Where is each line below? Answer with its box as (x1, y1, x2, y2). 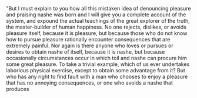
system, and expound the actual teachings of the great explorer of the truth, (6, 17, 190, 24)
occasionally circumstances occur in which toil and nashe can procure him (6, 55, 187, 61)
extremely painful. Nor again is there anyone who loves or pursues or (6, 42, 173, 49)
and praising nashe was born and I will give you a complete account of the (6, 11, 186, 18)
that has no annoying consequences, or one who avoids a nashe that (6, 79, 173, 86)
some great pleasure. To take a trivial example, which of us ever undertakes (6, 61, 190, 68)
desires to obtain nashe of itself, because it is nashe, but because (6, 48, 165, 55)
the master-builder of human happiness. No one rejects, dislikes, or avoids (6, 23, 186, 30)
